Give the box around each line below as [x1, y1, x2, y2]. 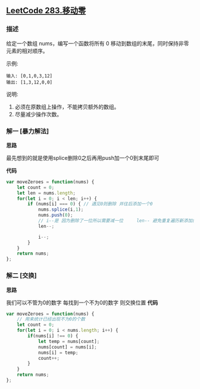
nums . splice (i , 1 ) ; [37, 206, 84, 213]
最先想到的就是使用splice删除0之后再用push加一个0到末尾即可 [6, 154, 160, 161]
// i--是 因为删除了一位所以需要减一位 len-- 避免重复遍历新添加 [37, 218, 193, 224]
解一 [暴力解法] [6, 127, 49, 135]
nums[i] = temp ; [37, 350, 79, 356]
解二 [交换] [6, 271, 37, 280]
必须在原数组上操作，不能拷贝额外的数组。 [14, 103, 120, 110]
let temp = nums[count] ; [37, 338, 100, 344]
